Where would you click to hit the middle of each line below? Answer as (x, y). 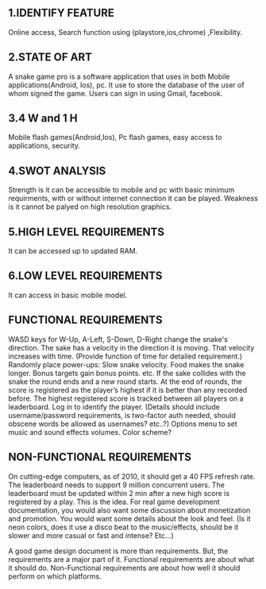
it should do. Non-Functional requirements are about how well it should (124, 568)
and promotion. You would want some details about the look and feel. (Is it (129, 518)
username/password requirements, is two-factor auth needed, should (122, 415)
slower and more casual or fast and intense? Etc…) (91, 535)
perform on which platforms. (55, 576)
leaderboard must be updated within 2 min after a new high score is (119, 493)
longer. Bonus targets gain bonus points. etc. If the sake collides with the (127, 373)
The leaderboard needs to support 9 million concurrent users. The (116, 485)
